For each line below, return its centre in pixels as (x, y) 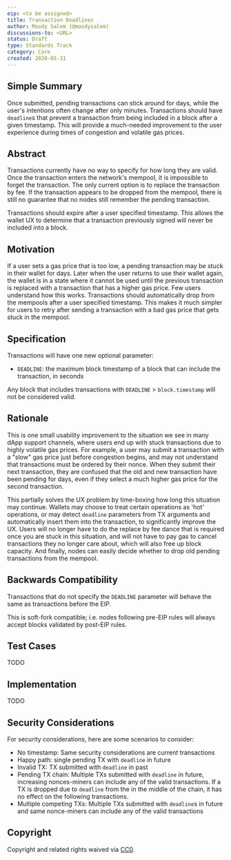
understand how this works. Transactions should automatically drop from (111, 295)
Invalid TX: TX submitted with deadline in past (82, 767)
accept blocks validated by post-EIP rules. (67, 624)
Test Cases (32, 646)
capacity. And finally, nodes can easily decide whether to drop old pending (113, 551)
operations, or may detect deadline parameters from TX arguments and (109, 514)
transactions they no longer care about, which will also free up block (104, 543)
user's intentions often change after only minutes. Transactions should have (115, 110)
